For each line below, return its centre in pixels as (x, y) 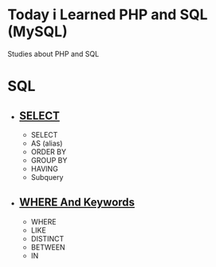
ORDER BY (49, 151)
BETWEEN (48, 247)
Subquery (47, 177)
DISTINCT (47, 238)
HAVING (45, 169)
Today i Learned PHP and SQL (108, 15)
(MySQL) (38, 32)
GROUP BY (49, 160)
